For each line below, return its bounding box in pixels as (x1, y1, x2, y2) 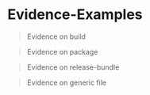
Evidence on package (26, 47, 98, 56)
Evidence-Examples (7, 6, 144, 24)
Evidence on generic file (26, 78, 107, 87)
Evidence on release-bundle (26, 62, 120, 72)
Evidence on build (26, 32, 87, 41)
